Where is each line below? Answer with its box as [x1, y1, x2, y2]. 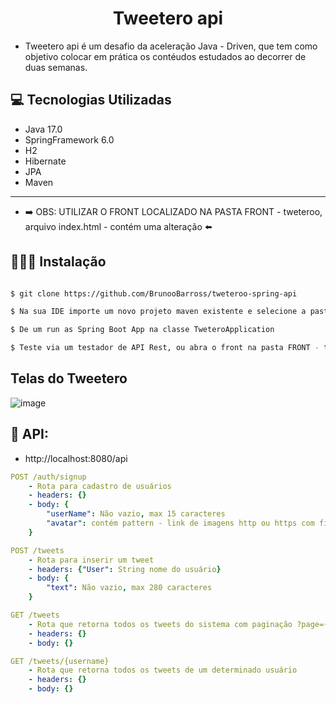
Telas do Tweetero [10, 370, 128, 387]
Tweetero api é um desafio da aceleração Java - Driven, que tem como [24, 40, 318, 52]
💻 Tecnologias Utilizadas [10, 92, 172, 109]
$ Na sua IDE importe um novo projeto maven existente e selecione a [10, 307, 307, 317]
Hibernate [24, 155, 67, 167]
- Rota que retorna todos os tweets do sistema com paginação [28, 619, 293, 629]
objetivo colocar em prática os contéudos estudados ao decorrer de [24, 50, 307, 62]
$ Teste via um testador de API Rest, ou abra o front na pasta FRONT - [10, 343, 320, 353]
